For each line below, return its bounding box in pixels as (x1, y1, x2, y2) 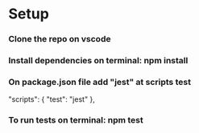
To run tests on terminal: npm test (8, 115, 143, 126)
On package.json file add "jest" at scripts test (8, 76, 192, 87)
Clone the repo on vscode (8, 34, 111, 45)
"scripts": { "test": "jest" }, (8, 95, 95, 104)
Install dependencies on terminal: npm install (8, 55, 189, 66)
